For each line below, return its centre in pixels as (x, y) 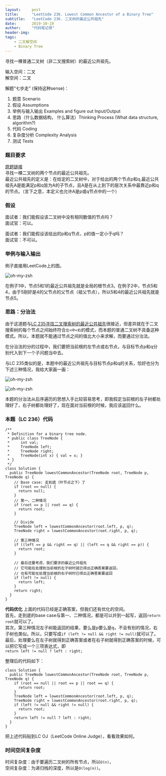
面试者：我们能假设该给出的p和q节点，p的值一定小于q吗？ (65, 234)
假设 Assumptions (31, 105)
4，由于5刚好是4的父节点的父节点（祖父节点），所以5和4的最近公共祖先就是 (82, 292)
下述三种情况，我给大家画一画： (38, 369)
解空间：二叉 (18, 78)
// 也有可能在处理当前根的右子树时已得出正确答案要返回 (63, 574)
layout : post (23, 10)
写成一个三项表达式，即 (42, 646)
